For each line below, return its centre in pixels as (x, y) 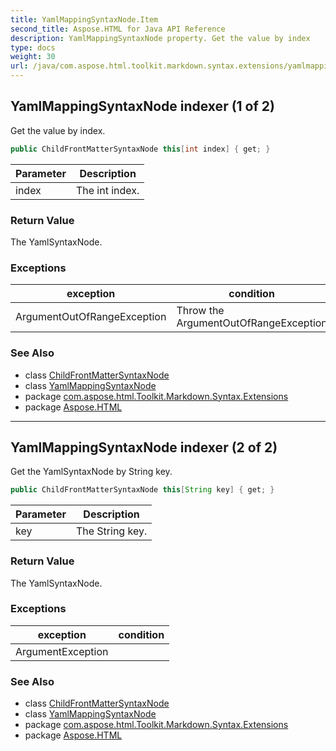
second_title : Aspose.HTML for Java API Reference (118, 29)
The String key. (111, 531)
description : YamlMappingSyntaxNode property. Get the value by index (160, 38)
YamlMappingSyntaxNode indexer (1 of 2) (142, 106)
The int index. (107, 190)
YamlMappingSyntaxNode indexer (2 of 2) (144, 447)
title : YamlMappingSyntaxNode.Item (84, 19)
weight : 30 (33, 57)
